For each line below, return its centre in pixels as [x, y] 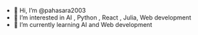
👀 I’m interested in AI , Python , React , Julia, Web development [102, 17]
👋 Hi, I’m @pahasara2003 [50, 10]
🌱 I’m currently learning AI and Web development [83, 25]
